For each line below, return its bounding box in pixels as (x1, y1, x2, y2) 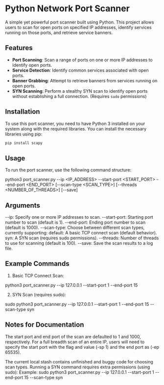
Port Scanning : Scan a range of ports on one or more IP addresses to (12, 57, 153, 63)
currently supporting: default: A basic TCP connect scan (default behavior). (5, 230, 158, 236)
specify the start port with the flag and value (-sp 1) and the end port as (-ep (5, 344, 160, 350)
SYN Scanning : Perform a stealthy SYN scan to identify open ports (12, 88, 148, 94)
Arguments (5, 201, 41, 209)
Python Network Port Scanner (5, 3, 130, 14)
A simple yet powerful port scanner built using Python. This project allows (5, 19, 154, 25)
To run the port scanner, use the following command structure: (5, 167, 132, 173)
